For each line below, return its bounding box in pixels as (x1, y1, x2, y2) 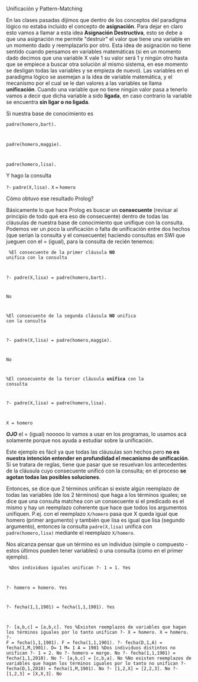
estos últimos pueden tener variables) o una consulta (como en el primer (6, 547, 183, 554)
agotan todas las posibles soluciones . (6, 474, 101, 481)
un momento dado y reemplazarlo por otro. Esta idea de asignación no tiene (6, 42, 191, 49)
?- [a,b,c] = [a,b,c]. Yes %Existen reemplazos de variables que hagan (6, 624, 186, 630)
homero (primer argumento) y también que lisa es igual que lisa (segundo (6, 516, 185, 524)
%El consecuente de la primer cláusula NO (8, 249, 115, 255)
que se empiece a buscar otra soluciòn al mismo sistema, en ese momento (6, 61, 188, 68)
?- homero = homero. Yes (6, 585, 67, 591)
